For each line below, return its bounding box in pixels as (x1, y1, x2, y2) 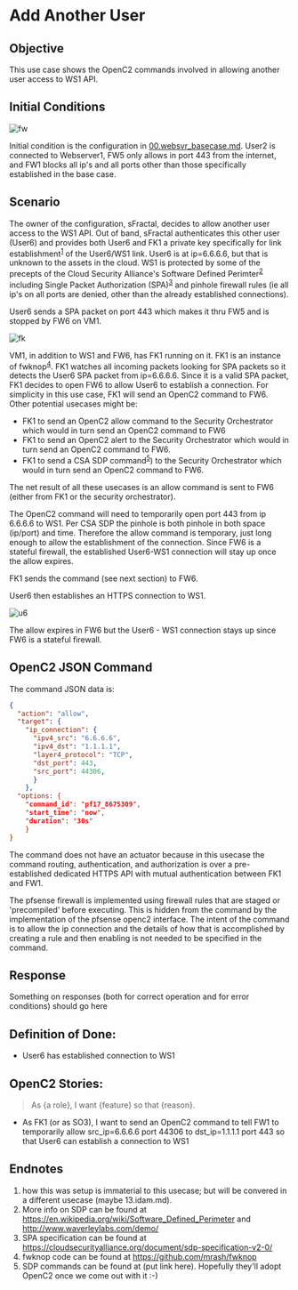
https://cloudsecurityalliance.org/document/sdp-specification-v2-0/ (21, 1242, 273, 1253)
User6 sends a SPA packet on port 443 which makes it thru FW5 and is (9, 306, 270, 317)
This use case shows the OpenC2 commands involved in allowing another (9, 64, 280, 75)
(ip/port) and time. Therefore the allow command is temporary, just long (9, 527, 272, 538)
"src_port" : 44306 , (32, 767, 105, 776)
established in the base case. (9, 168, 117, 179)
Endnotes (9, 1162, 64, 1177)
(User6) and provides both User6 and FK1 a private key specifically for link (9, 237, 282, 247)
